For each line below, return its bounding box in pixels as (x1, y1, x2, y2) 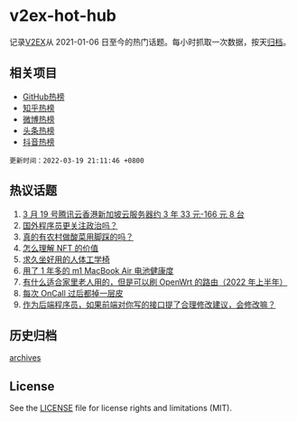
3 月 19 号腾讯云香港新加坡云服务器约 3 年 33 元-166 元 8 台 (22, 209, 246, 220)
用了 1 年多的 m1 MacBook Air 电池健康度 (22, 265, 174, 276)
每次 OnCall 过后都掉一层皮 (22, 287, 124, 298)
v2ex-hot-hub (9, 5, 117, 26)
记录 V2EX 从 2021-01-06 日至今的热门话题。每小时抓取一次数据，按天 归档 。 (9, 36, 292, 47)
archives (9, 352, 42, 363)
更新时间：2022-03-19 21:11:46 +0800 (9, 155, 144, 165)
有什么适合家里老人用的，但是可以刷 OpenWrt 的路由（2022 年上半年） (22, 277, 288, 287)
